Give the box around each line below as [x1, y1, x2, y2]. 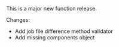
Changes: [6, 16, 30, 23]
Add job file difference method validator [14, 28, 114, 35]
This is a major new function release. [6, 5, 97, 12]
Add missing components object [14, 34, 95, 41]
